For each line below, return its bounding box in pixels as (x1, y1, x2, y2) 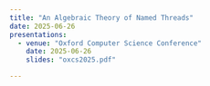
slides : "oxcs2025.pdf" (26, 55, 117, 64)
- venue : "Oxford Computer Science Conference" (17, 38, 203, 48)
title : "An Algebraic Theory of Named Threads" (9, 13, 194, 23)
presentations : (9, 30, 68, 39)
